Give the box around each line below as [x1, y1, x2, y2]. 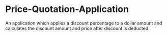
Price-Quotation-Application [5, 3, 129, 15]
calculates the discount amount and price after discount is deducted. [5, 25, 150, 31]
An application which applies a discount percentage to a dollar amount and [5, 20, 162, 26]
